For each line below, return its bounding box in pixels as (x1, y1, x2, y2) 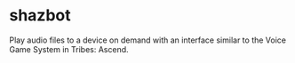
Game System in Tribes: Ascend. (9, 43, 129, 54)
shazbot (9, 5, 71, 26)
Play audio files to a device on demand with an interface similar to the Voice (9, 35, 287, 45)
